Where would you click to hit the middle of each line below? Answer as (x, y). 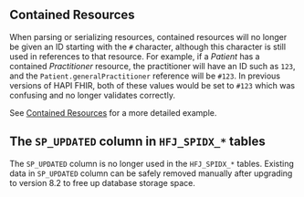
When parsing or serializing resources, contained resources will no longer (148, 36)
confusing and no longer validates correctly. (93, 95)
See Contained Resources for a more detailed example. (113, 112)
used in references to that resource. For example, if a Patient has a (135, 56)
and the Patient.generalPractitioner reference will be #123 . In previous (145, 76)
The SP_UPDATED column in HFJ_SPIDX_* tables (138, 142)
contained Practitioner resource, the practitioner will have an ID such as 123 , (152, 66)
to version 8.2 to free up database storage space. (103, 182)
